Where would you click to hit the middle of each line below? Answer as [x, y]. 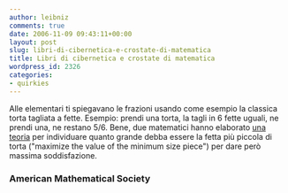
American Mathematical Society [80, 178]
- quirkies [29, 83]
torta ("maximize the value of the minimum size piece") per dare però [135, 146]
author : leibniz [39, 17]
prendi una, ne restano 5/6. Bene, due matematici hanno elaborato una [138, 127]
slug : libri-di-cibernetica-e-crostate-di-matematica [110, 50]
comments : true [37, 26]
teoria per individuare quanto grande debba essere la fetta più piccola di [140, 136]
